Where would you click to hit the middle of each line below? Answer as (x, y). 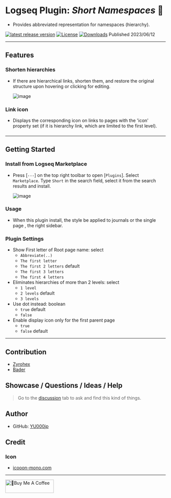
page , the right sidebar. (38, 225)
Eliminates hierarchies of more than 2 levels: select (66, 282)
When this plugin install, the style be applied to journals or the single (84, 220)
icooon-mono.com (32, 468)
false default (34, 331)
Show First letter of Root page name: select (58, 250)
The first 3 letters (42, 272)
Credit (15, 442)
